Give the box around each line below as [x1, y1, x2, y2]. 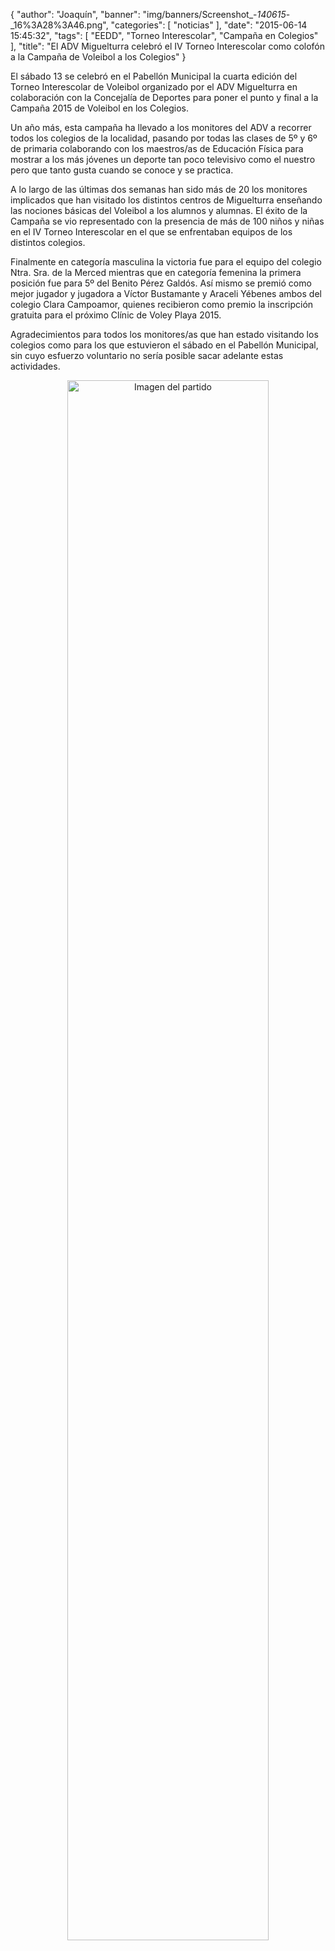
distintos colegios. [10, 237, 86, 248]
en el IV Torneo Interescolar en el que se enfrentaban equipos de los [10, 226, 293, 238]
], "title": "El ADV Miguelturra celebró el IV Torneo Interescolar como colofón [10, 40, 325, 52]
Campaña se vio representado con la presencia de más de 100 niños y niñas [10, 215, 325, 227]
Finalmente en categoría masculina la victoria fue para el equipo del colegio [10, 256, 322, 268]
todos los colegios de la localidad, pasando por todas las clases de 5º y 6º [10, 132, 318, 144]
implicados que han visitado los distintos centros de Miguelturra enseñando [10, 194, 323, 206]
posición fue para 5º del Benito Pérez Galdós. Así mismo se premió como [10, 277, 312, 289]
